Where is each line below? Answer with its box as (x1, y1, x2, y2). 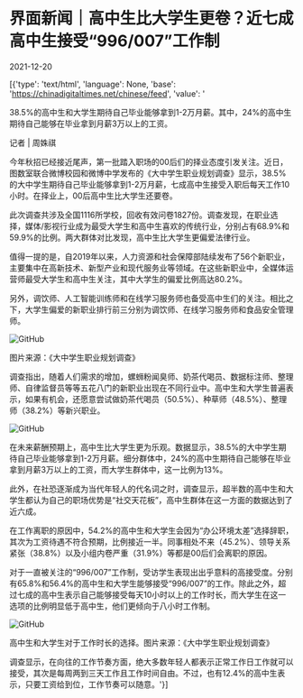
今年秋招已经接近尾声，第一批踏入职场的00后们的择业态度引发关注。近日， (9, 156, 289, 167)
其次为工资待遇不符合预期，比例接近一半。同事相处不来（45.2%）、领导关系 (9, 536, 291, 546)
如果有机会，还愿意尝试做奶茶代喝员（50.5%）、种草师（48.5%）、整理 (24, 393, 287, 404)
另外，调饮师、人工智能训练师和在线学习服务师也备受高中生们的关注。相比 (9, 292, 286, 303)
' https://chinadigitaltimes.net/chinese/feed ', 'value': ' (9, 87, 206, 99)
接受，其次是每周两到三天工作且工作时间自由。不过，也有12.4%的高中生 (9, 667, 278, 678)
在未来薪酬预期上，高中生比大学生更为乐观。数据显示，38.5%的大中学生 (9, 441, 279, 452)
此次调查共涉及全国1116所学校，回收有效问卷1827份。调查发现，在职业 (9, 209, 271, 220)
